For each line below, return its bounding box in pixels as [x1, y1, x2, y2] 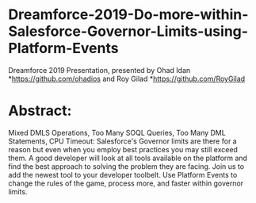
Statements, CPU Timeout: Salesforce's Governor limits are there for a [8, 136, 237, 146]
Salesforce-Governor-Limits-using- [8, 22, 248, 40]
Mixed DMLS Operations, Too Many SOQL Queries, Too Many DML [8, 128, 226, 137]
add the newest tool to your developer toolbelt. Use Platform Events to [8, 170, 238, 179]
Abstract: [8, 101, 72, 120]
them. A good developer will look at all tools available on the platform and [8, 153, 248, 163]
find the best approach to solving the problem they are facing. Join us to [8, 161, 244, 171]
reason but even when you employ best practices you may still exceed [8, 144, 238, 154]
